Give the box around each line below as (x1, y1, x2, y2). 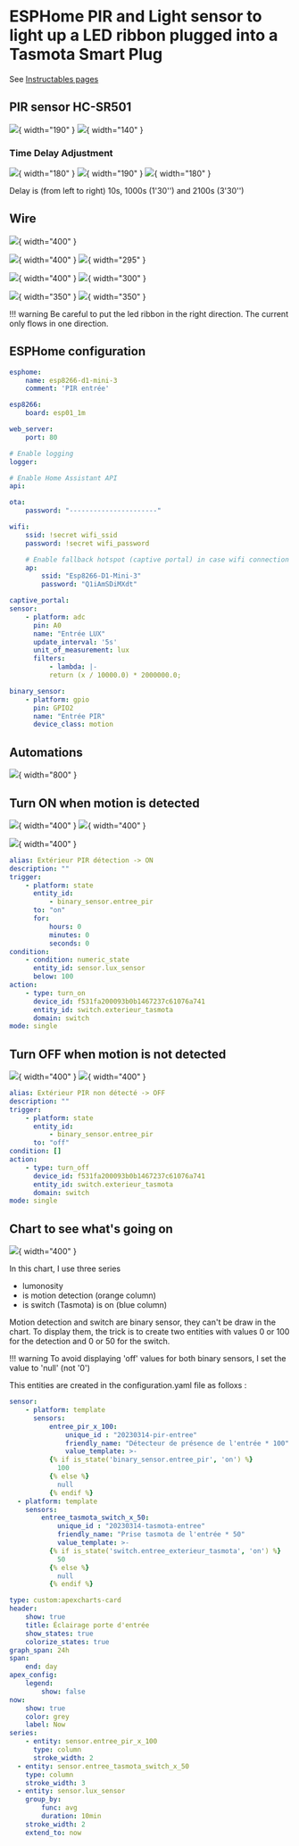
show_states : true (25, 1629, 94, 1638)
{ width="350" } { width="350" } (18, 291, 146, 302)
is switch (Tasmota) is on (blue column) (21, 1300, 168, 1310)
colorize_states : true (25, 1637, 110, 1646)
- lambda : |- (48, 662, 98, 671)
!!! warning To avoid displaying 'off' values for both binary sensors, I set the (9, 1353, 287, 1364)
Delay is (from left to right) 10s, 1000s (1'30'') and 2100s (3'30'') (9, 186, 245, 196)
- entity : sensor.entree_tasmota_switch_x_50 (17, 1761, 190, 1771)
